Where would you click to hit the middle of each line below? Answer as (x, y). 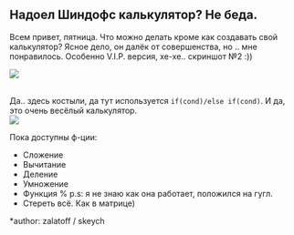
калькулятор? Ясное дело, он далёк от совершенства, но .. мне (133, 46)
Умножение (46, 184)
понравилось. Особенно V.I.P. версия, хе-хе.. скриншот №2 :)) (131, 56)
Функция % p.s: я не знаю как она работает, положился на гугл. (148, 193)
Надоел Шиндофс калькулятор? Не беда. (134, 15)
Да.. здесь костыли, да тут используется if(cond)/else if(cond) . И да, (147, 100)
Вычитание (44, 164)
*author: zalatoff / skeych (57, 220)
